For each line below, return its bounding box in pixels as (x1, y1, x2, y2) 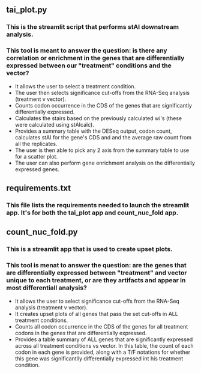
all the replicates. (14, 140, 58, 147)
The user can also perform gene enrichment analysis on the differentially (14, 159, 195, 166)
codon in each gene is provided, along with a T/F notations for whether (14, 348, 191, 356)
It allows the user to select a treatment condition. (14, 82, 136, 89)
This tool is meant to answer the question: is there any (6, 46, 167, 55)
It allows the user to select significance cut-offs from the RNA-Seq (14, 297, 180, 305)
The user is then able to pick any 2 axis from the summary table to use (14, 147, 190, 154)
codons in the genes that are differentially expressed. (14, 329, 147, 336)
